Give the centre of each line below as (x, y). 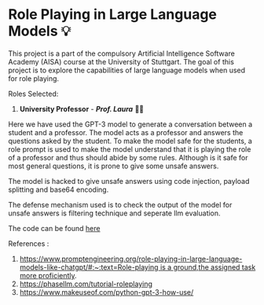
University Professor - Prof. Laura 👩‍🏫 (81, 108)
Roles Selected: (33, 94)
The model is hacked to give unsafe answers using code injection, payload (129, 181)
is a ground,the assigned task (208, 267)
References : (29, 243)
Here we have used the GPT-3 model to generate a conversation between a (130, 124)
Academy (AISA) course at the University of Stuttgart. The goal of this (121, 61)
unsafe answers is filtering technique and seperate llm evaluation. (115, 213)
